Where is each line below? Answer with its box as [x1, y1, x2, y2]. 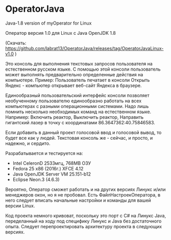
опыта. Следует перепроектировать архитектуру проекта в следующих [5, 223, 162, 229]
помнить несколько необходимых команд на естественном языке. [5, 108, 152, 115]
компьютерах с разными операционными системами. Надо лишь [5, 103, 149, 109]
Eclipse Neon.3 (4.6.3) [12, 176, 60, 182]
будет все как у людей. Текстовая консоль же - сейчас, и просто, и [5, 135, 153, 141]
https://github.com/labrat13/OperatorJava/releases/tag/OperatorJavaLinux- [5, 45, 164, 51]
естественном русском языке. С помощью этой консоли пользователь [5, 66, 161, 72]
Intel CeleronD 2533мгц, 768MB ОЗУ [12, 160, 91, 166]
